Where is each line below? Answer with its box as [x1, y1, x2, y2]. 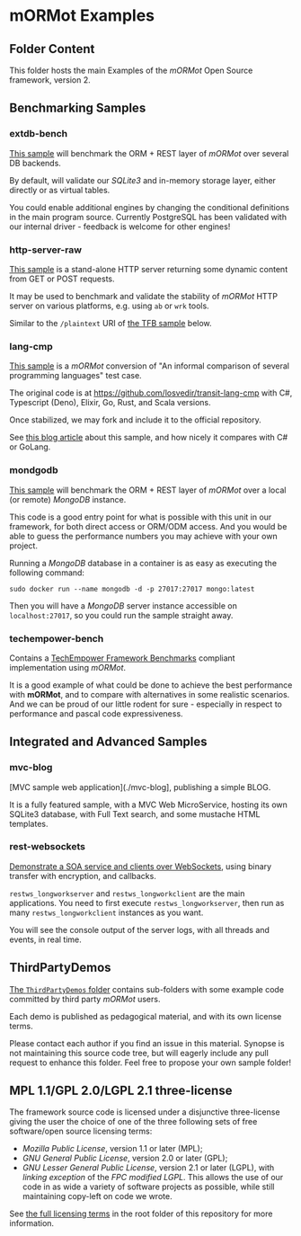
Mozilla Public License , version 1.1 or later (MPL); [22, 1143, 203, 1154]
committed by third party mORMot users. [9, 993, 161, 1004]
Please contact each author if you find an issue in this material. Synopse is [9, 1037, 285, 1048]
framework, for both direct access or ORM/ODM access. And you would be [9, 520, 288, 531]
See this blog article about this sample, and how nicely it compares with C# [9, 432, 288, 443]
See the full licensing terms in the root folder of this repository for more [9, 1208, 273, 1219]
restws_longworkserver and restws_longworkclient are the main [9, 887, 245, 899]
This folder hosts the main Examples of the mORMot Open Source [9, 65, 253, 76]
